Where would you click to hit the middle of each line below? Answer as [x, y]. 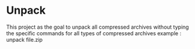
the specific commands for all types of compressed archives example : [94, 33]
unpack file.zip [25, 39]
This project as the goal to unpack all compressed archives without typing [97, 27]
